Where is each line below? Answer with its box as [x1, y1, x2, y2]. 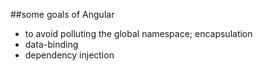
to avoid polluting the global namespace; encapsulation [24, 28, 253, 39]
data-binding [24, 39, 79, 50]
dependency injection [24, 49, 115, 61]
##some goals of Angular [10, 9, 115, 20]
